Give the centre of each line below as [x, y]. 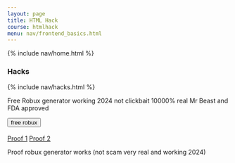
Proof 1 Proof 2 [29, 138]
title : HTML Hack [33, 20]
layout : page [26, 14]
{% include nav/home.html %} [51, 53]
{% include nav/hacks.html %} [51, 87]
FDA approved [28, 108]
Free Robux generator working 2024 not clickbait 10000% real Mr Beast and [118, 100]
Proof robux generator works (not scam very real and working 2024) [107, 152]
